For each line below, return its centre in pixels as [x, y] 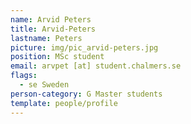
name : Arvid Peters [51, 19]
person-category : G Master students [86, 94]
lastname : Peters [46, 38]
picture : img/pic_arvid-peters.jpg [84, 47]
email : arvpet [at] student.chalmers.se [96, 66]
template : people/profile [64, 103]
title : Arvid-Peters [53, 29]
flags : [24, 76]
